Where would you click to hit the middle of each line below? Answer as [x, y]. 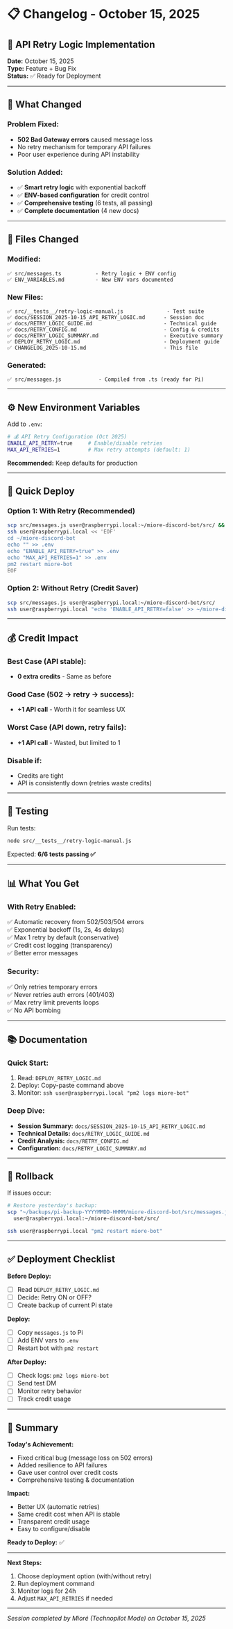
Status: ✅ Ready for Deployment [54, 76]
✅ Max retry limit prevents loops [53, 1002]
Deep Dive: [26, 1111]
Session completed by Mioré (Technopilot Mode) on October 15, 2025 [106, 1619]
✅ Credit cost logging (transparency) [60, 946]
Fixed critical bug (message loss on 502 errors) [85, 1458]
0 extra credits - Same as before [64, 676]
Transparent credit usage [53, 1521]
